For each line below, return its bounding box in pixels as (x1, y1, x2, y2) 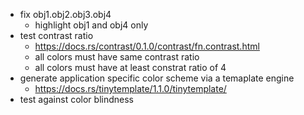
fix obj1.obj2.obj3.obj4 (19, 9, 112, 20)
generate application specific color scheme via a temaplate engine (19, 72, 295, 84)
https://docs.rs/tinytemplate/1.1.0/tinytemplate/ (34, 83, 227, 94)
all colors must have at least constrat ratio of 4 (34, 62, 227, 73)
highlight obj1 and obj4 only (34, 19, 149, 31)
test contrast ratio (19, 30, 94, 41)
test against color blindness (19, 94, 134, 105)
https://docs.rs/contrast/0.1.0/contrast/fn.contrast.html (34, 40, 260, 52)
